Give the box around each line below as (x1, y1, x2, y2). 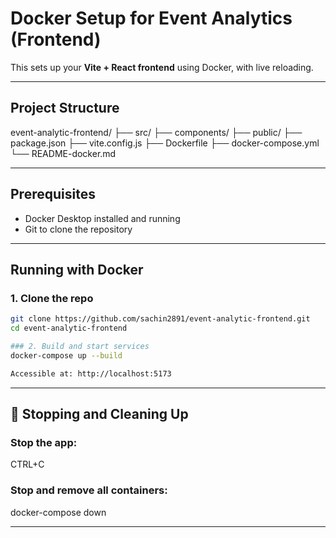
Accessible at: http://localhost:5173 (10, 368, 172, 379)
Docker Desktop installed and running (24, 212, 181, 224)
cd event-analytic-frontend (10, 323, 128, 334)
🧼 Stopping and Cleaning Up (10, 406, 189, 423)
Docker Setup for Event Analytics (10, 7, 293, 30)
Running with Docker (10, 261, 144, 278)
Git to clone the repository (24, 223, 133, 235)
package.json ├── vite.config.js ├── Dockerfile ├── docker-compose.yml (10, 137, 320, 149)
